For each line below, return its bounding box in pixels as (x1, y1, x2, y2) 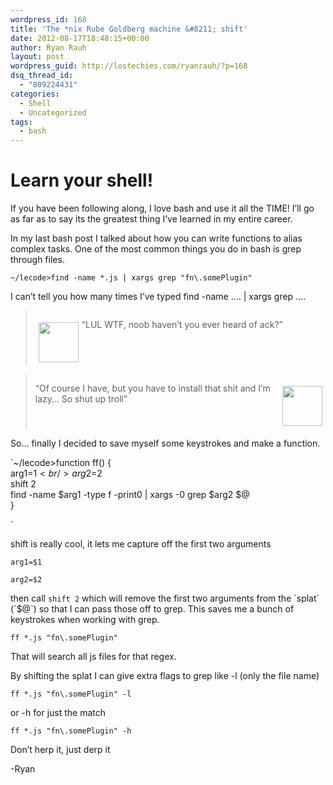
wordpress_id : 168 (10, 14, 87, 25)
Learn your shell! (10, 169, 154, 192)
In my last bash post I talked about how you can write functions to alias (10, 232, 303, 245)
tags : (10, 117, 33, 127)
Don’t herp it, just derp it (10, 744, 111, 756)
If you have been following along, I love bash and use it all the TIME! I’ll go (10, 202, 315, 215)
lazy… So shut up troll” (34, 393, 128, 405)
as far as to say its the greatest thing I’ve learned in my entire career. (10, 213, 293, 225)
